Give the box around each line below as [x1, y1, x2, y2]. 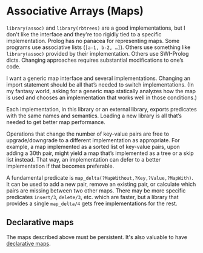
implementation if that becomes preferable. [6, 162, 115, 169]
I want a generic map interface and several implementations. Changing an [6, 74, 191, 82]
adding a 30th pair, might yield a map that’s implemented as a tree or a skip [6, 149, 194, 157]
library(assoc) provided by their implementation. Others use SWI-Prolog [6, 50, 189, 57]
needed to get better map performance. [6, 118, 106, 125]
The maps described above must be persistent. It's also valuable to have [6, 233, 188, 240]
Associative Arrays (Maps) [6, 4, 144, 18]
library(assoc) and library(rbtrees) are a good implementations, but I [6, 24, 186, 31]
